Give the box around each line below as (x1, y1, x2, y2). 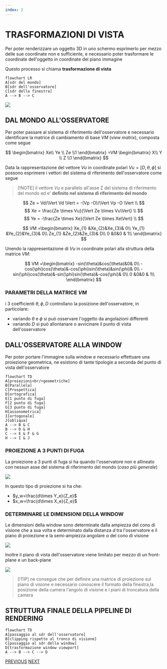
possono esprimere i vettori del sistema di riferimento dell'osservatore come (5, 170, 162, 176)
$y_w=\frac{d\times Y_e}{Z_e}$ (12, 493, 77, 499)
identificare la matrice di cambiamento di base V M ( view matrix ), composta (5, 135, 160, 141)
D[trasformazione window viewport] (5, 645, 79, 650)
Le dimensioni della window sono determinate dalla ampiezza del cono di (5, 522, 156, 528)
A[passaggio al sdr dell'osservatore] (5, 632, 86, 637)
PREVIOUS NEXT (5, 658, 40, 664)
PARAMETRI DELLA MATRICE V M (5, 289, 87, 296)
